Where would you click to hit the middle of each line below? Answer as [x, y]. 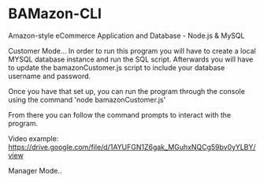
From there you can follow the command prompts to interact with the [120, 114]
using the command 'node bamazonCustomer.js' [87, 99]
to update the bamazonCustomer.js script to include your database [117, 67]
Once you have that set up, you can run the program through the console [127, 91]
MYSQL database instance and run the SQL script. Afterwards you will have [131, 59]
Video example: [33, 138]
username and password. [50, 76]
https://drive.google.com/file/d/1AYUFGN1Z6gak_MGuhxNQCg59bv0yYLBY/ [132, 147]
